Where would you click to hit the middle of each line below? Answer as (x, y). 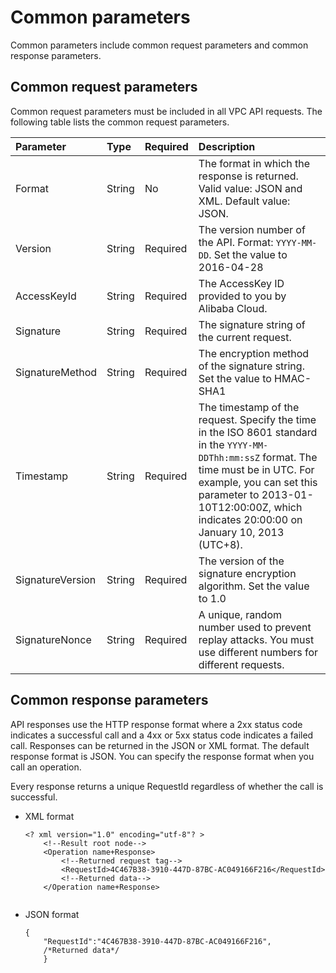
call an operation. (46, 767)
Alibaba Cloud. (233, 308)
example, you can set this (258, 482)
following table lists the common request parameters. (120, 122)
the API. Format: (236, 242)
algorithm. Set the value (254, 586)
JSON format (52, 914)
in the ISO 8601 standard (258, 432)
